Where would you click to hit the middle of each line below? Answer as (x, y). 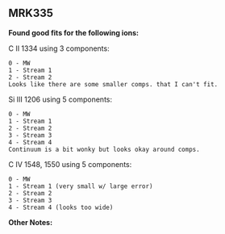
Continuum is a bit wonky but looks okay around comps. (104, 149)
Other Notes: (31, 222)
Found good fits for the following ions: (74, 32)
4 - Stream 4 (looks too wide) (61, 207)
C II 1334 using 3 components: (59, 48)
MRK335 (31, 13)
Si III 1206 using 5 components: (60, 99)
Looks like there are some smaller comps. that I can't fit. (113, 84)
